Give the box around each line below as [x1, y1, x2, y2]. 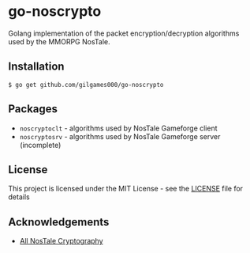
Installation [8, 60, 65, 74]
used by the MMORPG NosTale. [8, 36, 110, 46]
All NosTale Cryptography [19, 236, 104, 246]
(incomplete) [19, 140, 62, 149]
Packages [8, 102, 58, 116]
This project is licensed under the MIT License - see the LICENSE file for [8, 184, 243, 194]
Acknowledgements [8, 215, 110, 228]
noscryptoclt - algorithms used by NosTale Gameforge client [19, 123, 218, 133]
